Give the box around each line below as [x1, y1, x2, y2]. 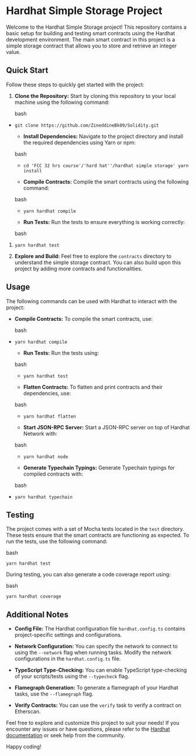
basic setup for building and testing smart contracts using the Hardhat [6, 29, 176, 36]
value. [6, 48, 21, 55]
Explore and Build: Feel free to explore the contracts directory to [14, 252, 171, 259]
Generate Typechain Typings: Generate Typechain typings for [23, 464, 175, 471]
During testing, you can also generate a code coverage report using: [6, 571, 171, 578]
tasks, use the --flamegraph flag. [14, 690, 94, 697]
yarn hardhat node [23, 453, 68, 460]
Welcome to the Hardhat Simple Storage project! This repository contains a [6, 23, 187, 30]
